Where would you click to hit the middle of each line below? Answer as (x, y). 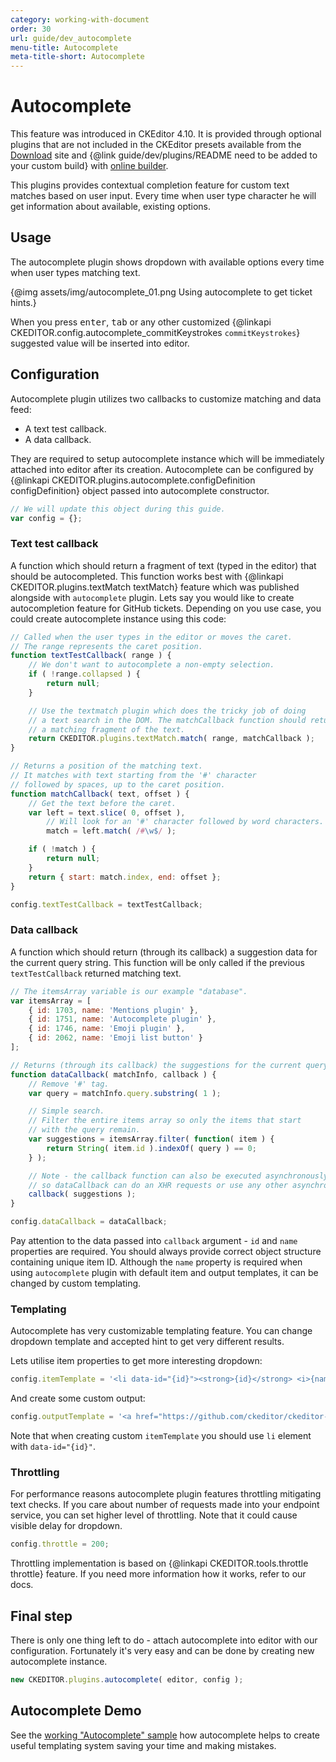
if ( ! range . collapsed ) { (84, 674)
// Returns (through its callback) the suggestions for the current (156, 1065)
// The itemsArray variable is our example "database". (129, 991)
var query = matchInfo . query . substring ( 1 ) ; (125, 1093)
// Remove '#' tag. (69, 1084)
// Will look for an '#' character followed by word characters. (185, 822)
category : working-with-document (80, 19)
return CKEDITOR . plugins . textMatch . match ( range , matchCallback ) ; (171, 739)
